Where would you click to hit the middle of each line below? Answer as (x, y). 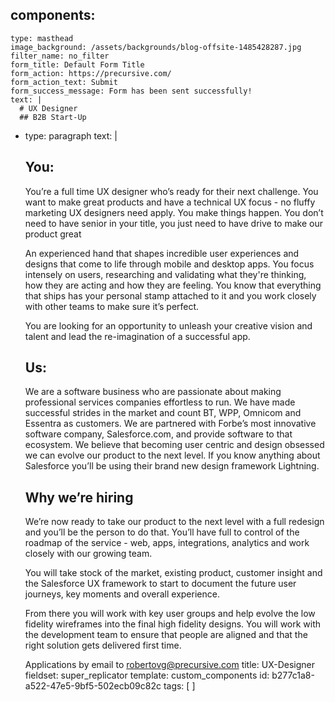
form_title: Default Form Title (77, 64)
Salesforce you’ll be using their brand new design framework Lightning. (172, 466)
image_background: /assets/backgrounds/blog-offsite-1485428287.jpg (156, 47)
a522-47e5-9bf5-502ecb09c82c (93, 686)
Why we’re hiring (79, 497)
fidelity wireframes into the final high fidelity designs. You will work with (173, 624)
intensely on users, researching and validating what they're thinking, (165, 274)
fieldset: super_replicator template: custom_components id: (147, 675)
